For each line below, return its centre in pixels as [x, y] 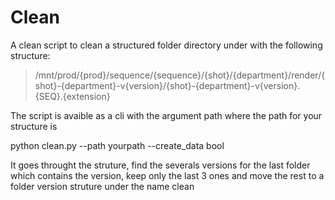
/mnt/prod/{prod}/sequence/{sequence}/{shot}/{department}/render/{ [180, 75]
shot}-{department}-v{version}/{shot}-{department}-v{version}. [167, 85]
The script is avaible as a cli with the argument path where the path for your [166, 115]
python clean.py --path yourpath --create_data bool [117, 145]
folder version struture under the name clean [102, 186]
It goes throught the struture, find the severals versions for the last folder [160, 165]
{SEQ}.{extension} [72, 96]
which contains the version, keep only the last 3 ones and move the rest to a [167, 175]
